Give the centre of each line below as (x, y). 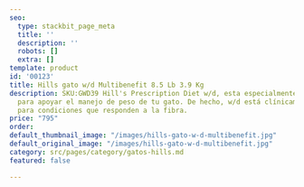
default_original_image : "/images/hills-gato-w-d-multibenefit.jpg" (141, 144)
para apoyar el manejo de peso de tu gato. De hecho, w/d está (139, 102)
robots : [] (38, 51)
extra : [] (36, 60)
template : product (44, 69)
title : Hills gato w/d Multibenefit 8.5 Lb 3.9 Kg (107, 85)
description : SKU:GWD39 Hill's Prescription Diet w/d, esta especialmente (153, 93)
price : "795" (34, 118)
